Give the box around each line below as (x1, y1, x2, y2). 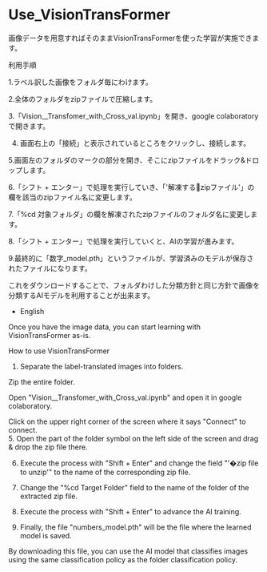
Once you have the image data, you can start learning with (8, 322, 201, 332)
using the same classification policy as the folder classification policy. (8, 554, 238, 564)
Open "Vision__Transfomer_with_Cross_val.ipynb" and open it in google (8, 393, 242, 402)
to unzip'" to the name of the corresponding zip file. (19, 467, 191, 477)
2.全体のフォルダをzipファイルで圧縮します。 (8, 94, 157, 103)
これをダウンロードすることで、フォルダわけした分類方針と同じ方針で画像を (8, 280, 261, 290)
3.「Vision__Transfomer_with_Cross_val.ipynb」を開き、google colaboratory (8, 111, 259, 121)
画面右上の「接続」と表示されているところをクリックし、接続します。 (19, 138, 250, 147)
